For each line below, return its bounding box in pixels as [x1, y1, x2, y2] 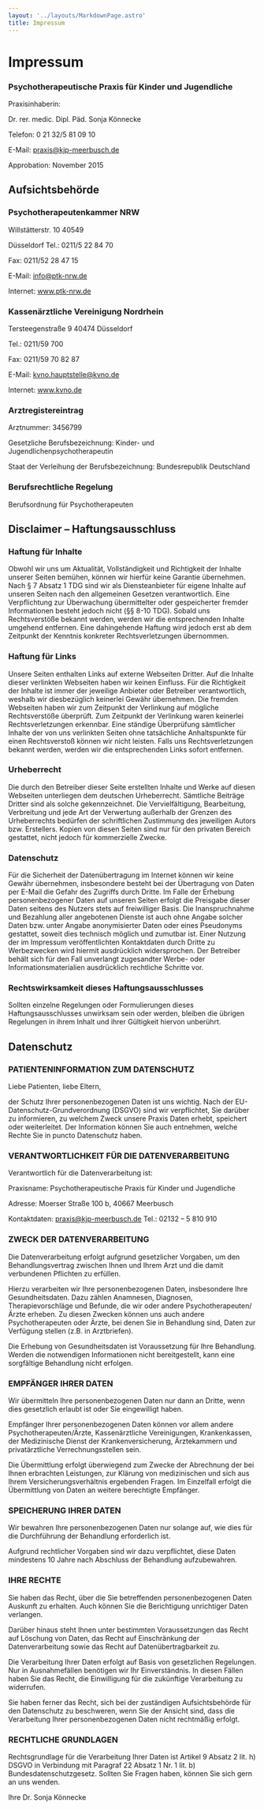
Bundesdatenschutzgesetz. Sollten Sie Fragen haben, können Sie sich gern [8, 1768, 253, 1778]
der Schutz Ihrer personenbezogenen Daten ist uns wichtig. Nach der [8, 1097, 234, 1107]
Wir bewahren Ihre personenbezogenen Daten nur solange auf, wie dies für [8, 1523, 253, 1533]
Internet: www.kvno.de [8, 385, 83, 394]
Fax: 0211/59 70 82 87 [8, 354, 80, 364]
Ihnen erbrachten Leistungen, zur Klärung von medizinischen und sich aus [8, 1469, 250, 1478]
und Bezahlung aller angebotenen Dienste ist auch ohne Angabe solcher [8, 912, 244, 922]
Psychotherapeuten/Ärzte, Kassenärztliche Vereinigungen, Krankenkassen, [8, 1428, 252, 1438]
